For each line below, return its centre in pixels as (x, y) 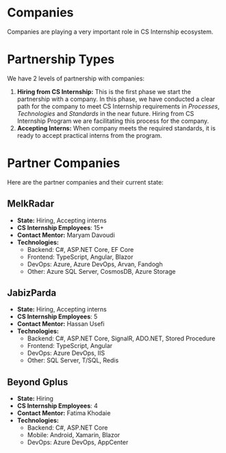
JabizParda (32, 293)
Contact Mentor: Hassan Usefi (61, 324)
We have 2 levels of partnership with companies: (76, 78)
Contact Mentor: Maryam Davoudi (66, 235)
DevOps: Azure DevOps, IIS (66, 353)
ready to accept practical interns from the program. (89, 135)
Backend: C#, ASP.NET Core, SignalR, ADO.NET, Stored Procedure (121, 338)
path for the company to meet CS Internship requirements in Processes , (118, 106)
